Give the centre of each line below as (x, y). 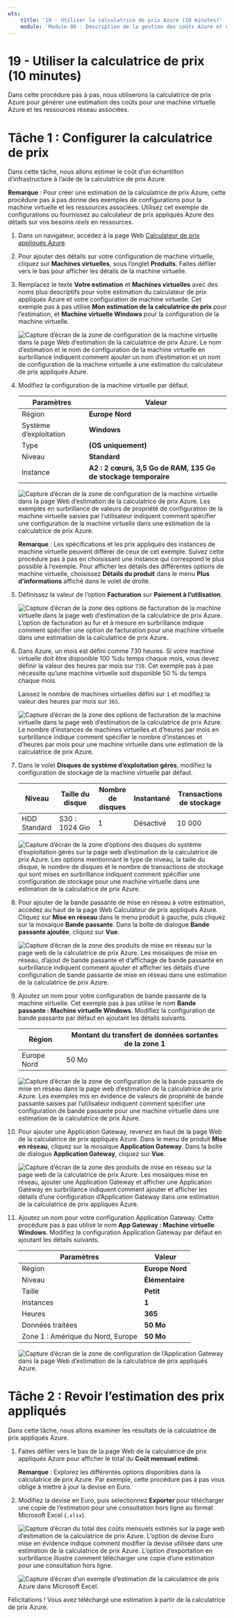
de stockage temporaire (129, 477)
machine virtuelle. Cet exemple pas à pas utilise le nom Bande (107, 1003)
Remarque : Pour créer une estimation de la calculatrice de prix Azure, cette (117, 192)
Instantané (152, 798)
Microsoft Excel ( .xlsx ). (52, 1515)
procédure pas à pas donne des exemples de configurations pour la (105, 200)
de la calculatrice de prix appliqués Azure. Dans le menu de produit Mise (122, 1139)
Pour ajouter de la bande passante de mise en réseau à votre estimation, (122, 902)
